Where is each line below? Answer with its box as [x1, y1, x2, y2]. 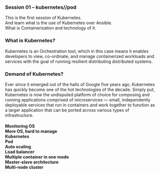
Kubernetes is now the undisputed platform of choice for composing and [5, 91, 150, 98]
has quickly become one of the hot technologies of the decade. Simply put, [5, 87, 155, 92]
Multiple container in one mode [5, 154, 69, 160]
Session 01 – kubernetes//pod [5, 4, 76, 11]
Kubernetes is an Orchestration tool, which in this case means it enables [5, 48, 149, 54]
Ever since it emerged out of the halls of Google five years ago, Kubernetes [5, 81, 155, 87]
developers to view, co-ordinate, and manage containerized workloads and [5, 53, 155, 59]
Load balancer [5, 149, 35, 155]
